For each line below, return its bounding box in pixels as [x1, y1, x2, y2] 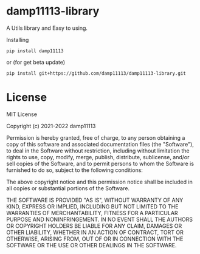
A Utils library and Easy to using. [6, 24, 88, 32]
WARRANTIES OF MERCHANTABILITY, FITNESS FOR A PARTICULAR [6, 209, 178, 216]
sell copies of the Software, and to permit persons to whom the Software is [6, 160, 195, 167]
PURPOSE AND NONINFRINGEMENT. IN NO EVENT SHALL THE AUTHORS [6, 216, 193, 223]
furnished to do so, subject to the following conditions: [6, 166, 143, 174]
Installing [6, 36, 29, 43]
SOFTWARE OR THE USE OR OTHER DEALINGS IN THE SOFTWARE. [6, 241, 177, 249]
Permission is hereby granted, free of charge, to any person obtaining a [6, 134, 185, 141]
